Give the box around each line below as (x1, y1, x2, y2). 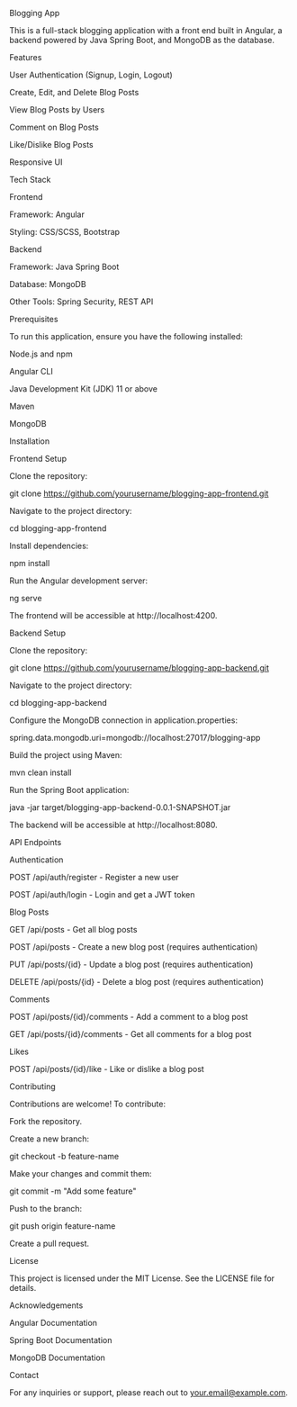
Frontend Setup (9, 454, 67, 464)
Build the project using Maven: (9, 750, 122, 760)
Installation (9, 436, 50, 446)
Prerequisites (9, 314, 58, 324)
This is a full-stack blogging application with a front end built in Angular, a (9, 25, 283, 35)
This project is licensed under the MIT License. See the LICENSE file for (9, 1273, 275, 1284)
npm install (9, 558, 50, 568)
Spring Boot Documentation (9, 1335, 112, 1345)
